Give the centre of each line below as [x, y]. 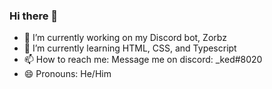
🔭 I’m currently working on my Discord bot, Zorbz [125, 38]
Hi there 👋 [34, 16]
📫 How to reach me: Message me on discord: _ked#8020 [143, 60]
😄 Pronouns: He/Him [67, 74]
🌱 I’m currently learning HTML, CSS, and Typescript [130, 48]
